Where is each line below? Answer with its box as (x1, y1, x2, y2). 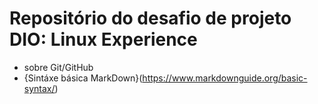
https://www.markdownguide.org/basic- (142, 72, 308, 84)
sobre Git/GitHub (23, 61, 94, 73)
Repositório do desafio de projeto (9, 7, 292, 30)
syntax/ (23, 82, 56, 94)
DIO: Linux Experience (9, 28, 198, 51)
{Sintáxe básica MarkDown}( (23, 72, 143, 84)
